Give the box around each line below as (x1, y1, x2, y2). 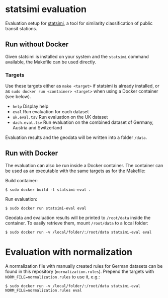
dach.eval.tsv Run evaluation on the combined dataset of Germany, (12, 119, 154, 125)
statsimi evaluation (5, 4, 87, 15)
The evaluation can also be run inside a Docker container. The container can (5, 162, 163, 168)
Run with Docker (5, 149, 58, 158)
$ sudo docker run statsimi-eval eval (5, 205, 87, 211)
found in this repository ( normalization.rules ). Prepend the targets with (5, 268, 154, 274)
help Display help (12, 103, 49, 109)
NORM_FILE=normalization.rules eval (5, 288, 82, 293)
